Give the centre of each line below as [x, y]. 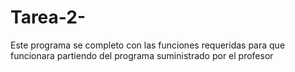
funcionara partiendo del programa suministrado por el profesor [142, 55]
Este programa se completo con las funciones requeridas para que [148, 45]
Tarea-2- [48, 17]
